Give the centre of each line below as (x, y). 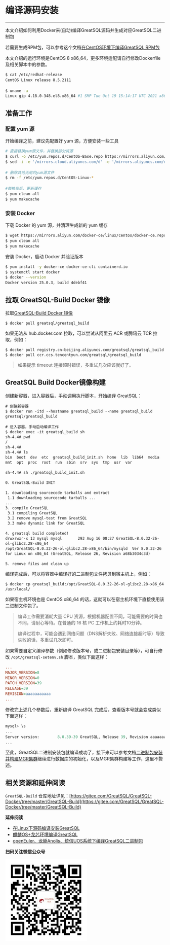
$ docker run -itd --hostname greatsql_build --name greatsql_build (79, 411)
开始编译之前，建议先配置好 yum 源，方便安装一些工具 (62, 141)
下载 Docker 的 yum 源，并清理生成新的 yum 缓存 (56, 225)
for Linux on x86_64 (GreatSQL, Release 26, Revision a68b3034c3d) (78, 553)
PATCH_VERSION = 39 (24, 683)
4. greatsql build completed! (37, 533)
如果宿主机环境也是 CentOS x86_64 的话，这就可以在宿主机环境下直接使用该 (85, 599)
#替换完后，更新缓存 (24, 189)
